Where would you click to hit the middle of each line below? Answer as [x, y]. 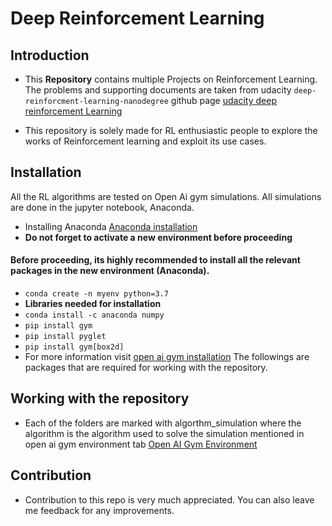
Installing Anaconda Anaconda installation [111, 226]
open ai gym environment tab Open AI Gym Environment [141, 444]
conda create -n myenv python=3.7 [96, 294]
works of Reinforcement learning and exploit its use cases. [145, 141]
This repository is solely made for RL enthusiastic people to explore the [171, 130]
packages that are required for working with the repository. [146, 368]
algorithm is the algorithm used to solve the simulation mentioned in [164, 433]
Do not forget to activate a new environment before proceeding [158, 237]
